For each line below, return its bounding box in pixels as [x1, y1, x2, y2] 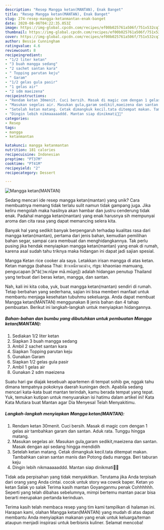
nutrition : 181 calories [5, 147, 56, 153]
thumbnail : [5, 30, 27, 35]
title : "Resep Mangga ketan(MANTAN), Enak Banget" [5, 12, 110, 17]
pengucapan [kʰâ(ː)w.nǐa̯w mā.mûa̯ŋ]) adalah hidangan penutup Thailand [5, 269, 152, 275]
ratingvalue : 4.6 [5, 43, 41, 48]
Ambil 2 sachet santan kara [12, 344, 67, 349]
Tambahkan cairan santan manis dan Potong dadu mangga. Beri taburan [12, 454, 158, 460]
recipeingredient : [5, 52, 42, 58]
